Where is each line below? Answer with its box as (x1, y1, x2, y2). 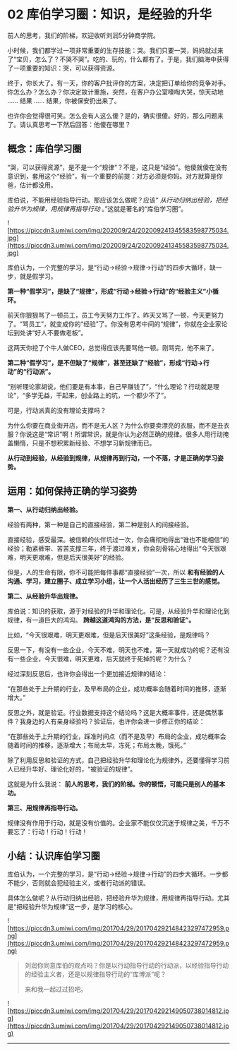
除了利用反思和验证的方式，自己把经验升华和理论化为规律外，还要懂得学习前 (7, 756, 230, 764)
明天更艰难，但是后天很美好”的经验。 (19, 553, 128, 561)
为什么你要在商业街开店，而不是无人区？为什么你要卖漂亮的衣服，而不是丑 (7, 421, 224, 429)
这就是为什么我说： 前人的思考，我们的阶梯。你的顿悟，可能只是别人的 (7, 779, 213, 788)
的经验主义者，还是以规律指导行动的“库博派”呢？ (24, 970, 167, 978)
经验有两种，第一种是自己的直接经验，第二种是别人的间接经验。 (7, 520, 193, 529)
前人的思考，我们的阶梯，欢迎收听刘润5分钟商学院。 (7, 31, 160, 40)
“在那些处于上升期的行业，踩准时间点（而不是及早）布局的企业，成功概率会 (7, 732, 227, 740)
